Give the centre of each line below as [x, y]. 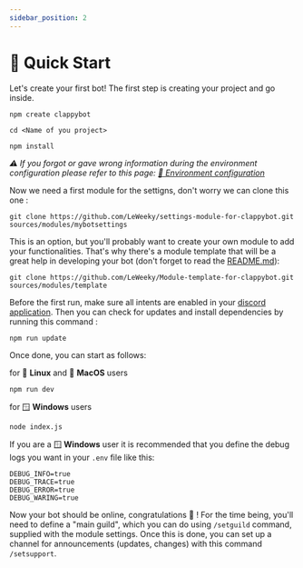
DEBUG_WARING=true [44, 498]
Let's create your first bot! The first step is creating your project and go [142, 88]
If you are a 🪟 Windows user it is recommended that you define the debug [150, 444]
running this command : [54, 321]
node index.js [36, 427]
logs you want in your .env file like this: [82, 457]
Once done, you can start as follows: [78, 354]
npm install [32, 146]
